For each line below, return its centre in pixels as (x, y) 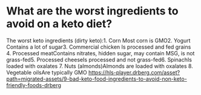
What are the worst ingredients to (92, 11)
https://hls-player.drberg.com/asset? (134, 72)
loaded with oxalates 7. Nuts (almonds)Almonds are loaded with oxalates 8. (100, 66)
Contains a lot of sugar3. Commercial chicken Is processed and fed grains (99, 47)
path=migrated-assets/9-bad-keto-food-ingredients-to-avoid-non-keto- (97, 79)
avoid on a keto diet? (59, 24)
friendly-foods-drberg (34, 85)
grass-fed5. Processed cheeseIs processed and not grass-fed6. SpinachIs (99, 60)
